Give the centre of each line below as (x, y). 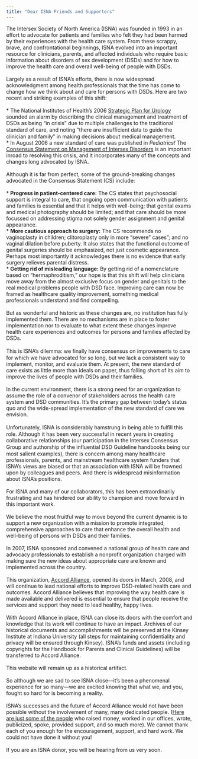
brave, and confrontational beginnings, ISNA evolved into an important (92, 47)
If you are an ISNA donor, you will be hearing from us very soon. (84, 750)
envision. (17, 414)
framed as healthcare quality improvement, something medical (82, 294)
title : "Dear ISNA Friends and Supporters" (61, 12)
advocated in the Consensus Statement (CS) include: (71, 180)
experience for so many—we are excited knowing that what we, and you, (95, 687)
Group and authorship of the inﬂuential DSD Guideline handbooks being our (98, 447)
